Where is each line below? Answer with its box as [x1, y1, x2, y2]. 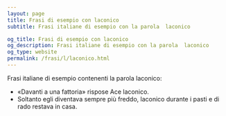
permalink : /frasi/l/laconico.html [7, 55, 110, 63]
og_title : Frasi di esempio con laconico [7, 35, 129, 42]
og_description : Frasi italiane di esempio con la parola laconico [7, 42, 209, 49]
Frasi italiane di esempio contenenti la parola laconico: [7, 74, 162, 82]
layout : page [7, 10, 45, 17]
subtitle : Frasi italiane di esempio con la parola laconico [7, 23, 191, 30]
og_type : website [7, 49, 58, 56]
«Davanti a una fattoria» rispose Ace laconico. [17, 88, 149, 96]
